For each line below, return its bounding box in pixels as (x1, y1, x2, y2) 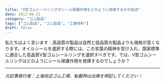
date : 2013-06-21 (5, 12, 41, 17)
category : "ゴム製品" (5, 16, 47, 21)
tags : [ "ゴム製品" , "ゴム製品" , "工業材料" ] (5, 21, 89, 26)
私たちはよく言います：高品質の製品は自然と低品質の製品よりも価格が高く (5, 40, 156, 46)
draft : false (5, 26, 32, 30)
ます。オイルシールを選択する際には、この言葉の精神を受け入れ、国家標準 (9, 46, 160, 52)
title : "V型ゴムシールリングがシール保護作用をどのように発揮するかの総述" (5, 7, 141, 12)
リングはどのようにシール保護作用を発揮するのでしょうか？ (9, 58, 130, 64)
